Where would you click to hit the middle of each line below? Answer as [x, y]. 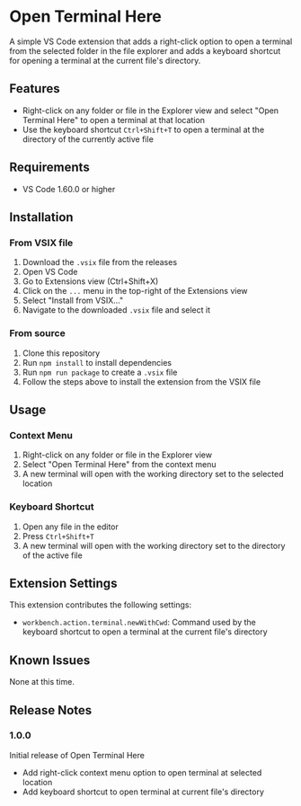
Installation [41, 217]
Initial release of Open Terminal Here [77, 755]
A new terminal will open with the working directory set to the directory [154, 545]
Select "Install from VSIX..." [73, 301]
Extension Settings [63, 583]
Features [35, 89]
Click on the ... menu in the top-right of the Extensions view [135, 291]
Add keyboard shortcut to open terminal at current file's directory [143, 792]
